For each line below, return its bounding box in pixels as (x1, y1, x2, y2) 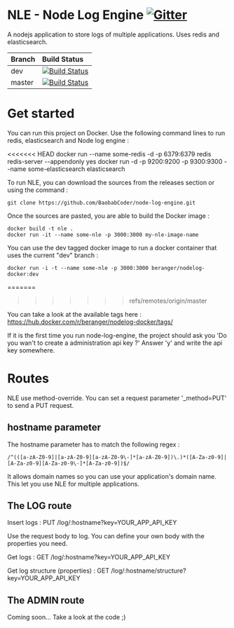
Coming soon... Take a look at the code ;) (7, 613, 126, 622)
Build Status (41, 54, 84, 64)
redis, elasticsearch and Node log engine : (7, 136, 130, 144)
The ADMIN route (7, 594, 85, 606)
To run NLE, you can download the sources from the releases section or (7, 178, 215, 186)
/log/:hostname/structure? (111, 566, 187, 575)
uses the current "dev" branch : (7, 251, 99, 259)
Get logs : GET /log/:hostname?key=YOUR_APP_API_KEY (7, 553, 170, 561)
